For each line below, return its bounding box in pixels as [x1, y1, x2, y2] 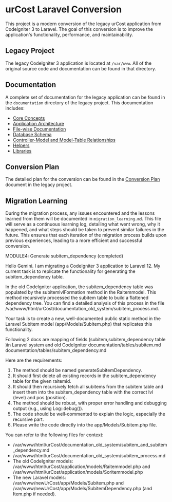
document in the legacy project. [5, 181, 73, 188]
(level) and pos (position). [12, 395, 67, 401]
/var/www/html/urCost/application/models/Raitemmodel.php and [12, 463, 150, 470]
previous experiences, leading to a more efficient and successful [5, 237, 143, 244]
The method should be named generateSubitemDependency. [12, 367, 142, 374]
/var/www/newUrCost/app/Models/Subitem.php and [12, 480, 124, 486]
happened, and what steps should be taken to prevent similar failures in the [5, 227, 164, 233]
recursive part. [12, 416, 44, 422]
